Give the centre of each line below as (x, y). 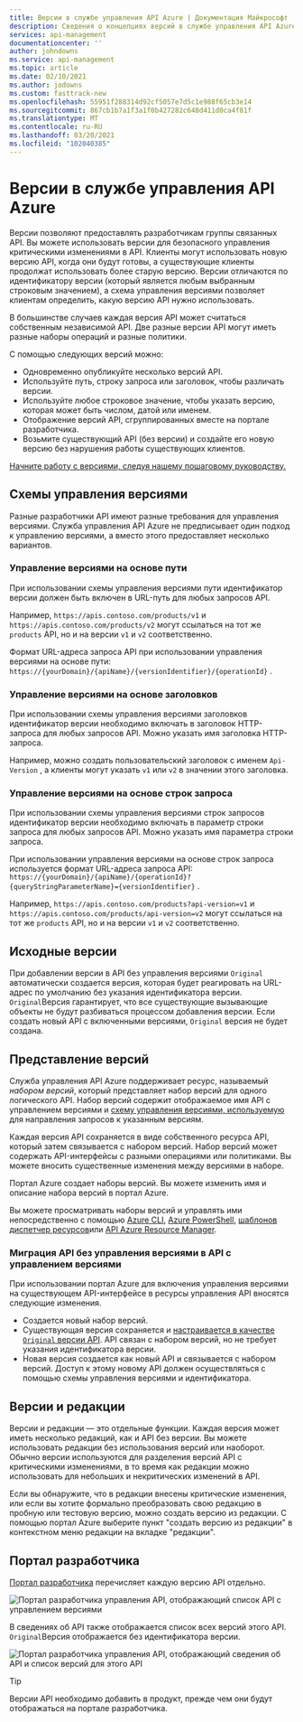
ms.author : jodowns (46, 85)
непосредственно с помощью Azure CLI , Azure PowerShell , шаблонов (143, 1220)
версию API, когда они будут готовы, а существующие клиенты (132, 261)
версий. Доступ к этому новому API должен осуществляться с (144, 1369)
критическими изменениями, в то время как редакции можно (129, 1467)
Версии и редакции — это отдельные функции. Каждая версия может (144, 1428)
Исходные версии (63, 951)
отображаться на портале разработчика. (89, 1708)
